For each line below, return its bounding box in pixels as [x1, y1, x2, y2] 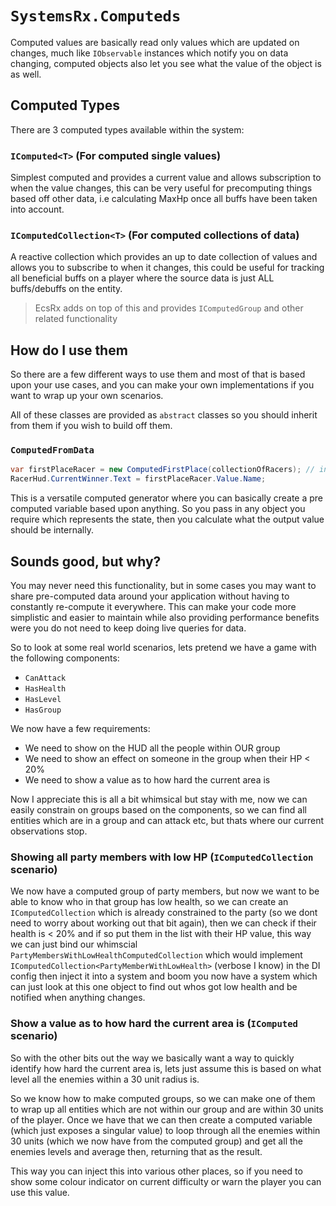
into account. [10, 203, 65, 216]
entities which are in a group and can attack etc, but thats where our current [10, 815, 324, 827]
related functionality [34, 313, 118, 325]
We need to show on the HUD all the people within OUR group [24, 742, 281, 754]
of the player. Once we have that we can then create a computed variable [10, 1113, 313, 1126]
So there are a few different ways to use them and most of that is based [10, 368, 306, 381]
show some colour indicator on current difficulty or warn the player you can [10, 1175, 322, 1187]
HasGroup [24, 705, 62, 716]
